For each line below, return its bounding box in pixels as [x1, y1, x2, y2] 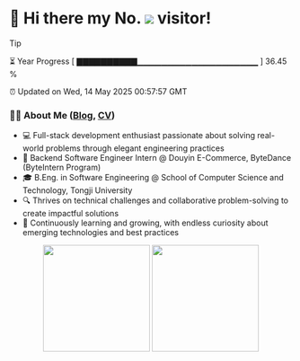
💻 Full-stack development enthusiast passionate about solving [22, 130, 256, 141]
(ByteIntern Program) [22, 162, 101, 173]
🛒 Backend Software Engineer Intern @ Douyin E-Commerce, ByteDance [22, 153, 292, 163]
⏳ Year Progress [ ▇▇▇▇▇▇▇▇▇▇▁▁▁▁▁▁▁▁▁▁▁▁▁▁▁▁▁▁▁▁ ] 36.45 [9, 56, 287, 66]
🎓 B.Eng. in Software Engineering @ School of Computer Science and [22, 172, 285, 183]
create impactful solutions [22, 208, 119, 219]
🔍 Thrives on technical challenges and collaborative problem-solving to [22, 195, 289, 206]
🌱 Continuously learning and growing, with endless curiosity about [22, 217, 269, 228]
